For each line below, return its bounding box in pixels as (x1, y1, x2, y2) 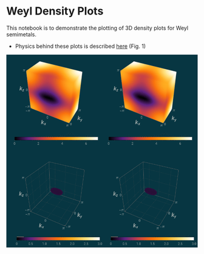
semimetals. (6, 30, 36, 38)
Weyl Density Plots (6, 4, 104, 18)
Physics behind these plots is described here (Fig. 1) (15, 42, 146, 50)
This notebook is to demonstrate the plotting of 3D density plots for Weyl (6, 24, 189, 32)
